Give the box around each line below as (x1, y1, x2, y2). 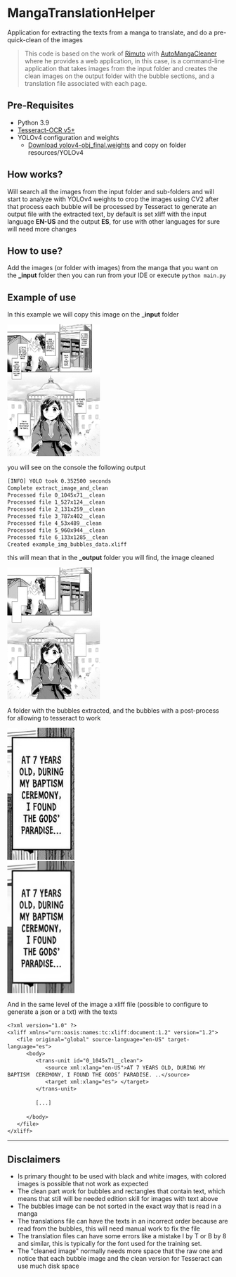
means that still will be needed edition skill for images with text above (17, 1195, 218, 1202)
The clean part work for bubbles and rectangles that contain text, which (17, 1187, 225, 1195)
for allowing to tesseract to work (7, 714, 101, 723)
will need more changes (7, 224, 77, 233)
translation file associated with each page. (24, 79, 147, 87)
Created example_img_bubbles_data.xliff (7, 541, 128, 548)
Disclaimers (7, 1153, 61, 1165)
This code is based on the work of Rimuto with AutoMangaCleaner (24, 49, 217, 58)
